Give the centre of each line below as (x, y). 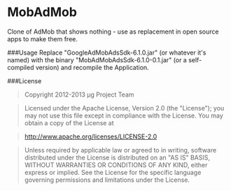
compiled (21, 67)
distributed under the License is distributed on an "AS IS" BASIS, (117, 157)
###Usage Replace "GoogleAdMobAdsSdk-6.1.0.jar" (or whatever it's (107, 52)
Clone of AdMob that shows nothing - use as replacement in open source (113, 31)
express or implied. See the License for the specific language (113, 172)
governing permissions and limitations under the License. (107, 180)
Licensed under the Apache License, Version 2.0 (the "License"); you (124, 108)
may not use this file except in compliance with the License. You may (124, 115)
